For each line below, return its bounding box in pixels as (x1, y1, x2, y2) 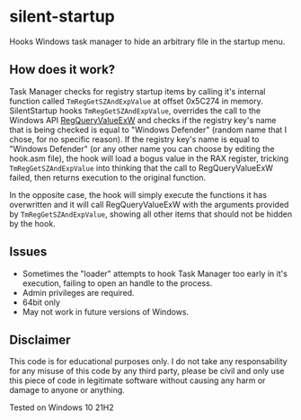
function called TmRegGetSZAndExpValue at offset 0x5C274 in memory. (9, 95, 263, 106)
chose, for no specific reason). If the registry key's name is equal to (9, 133, 260, 145)
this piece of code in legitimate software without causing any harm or (9, 375, 266, 386)
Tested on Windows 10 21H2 (9, 402, 114, 413)
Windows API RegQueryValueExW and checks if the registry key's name (9, 114, 277, 125)
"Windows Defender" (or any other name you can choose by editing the (9, 143, 275, 154)
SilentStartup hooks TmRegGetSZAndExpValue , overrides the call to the (9, 105, 261, 116)
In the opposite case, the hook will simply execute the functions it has (9, 189, 268, 200)
